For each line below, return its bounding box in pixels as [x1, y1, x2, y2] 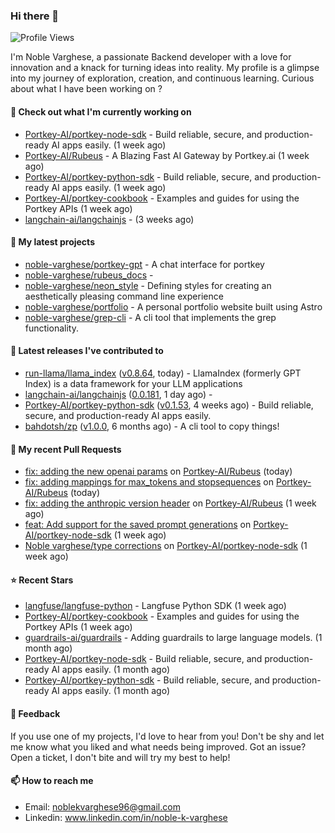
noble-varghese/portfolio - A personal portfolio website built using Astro [24, 300, 323, 313]
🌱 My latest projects [10, 236, 95, 248]
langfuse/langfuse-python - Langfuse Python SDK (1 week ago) [24, 600, 287, 612]
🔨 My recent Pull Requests [10, 443, 122, 455]
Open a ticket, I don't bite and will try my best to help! [10, 751, 231, 763]
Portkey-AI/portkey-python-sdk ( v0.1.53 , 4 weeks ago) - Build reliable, [24, 399, 314, 411]
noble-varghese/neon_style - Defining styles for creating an [24, 279, 272, 291]
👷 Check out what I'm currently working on [10, 105, 192, 118]
